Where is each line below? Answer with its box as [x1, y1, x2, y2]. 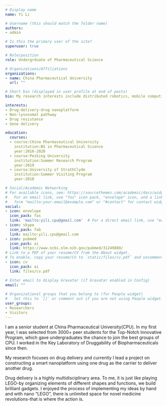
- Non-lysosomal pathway [5, 112, 57, 117]
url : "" [9, 80, 26, 85]
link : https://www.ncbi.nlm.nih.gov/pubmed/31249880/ [9, 246, 123, 251]
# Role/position [5, 53, 39, 58]
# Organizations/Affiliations [5, 66, 68, 71]
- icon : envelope [5, 208, 41, 214]
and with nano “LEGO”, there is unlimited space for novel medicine [5, 391, 141, 397]
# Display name [5, 7, 37, 12]
